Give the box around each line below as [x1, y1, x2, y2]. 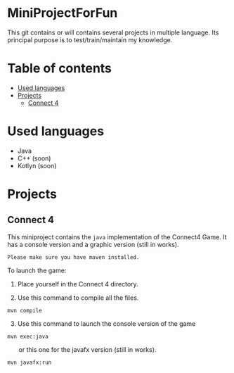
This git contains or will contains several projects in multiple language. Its [7, 28, 219, 37]
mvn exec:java [7, 333, 49, 340]
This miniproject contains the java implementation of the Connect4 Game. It [7, 232, 227, 241]
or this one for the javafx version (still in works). [18, 345, 157, 353]
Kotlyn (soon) [17, 161, 57, 170]
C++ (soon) [17, 153, 51, 163]
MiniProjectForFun [7, 5, 118, 21]
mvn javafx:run [7, 359, 52, 366]
